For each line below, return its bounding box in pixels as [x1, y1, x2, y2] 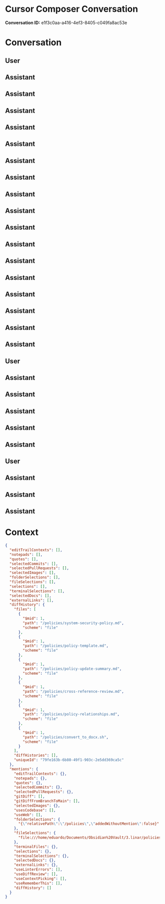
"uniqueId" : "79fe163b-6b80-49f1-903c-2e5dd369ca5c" [14, 758, 124, 763]
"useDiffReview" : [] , [14, 872, 58, 877]
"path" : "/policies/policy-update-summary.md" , [23, 666, 122, 671]
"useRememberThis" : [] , [14, 880, 63, 886]
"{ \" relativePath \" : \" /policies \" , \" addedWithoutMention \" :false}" [18, 822, 160, 826]
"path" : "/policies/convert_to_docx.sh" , [23, 735, 109, 740]
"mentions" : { [9, 767, 38, 771]
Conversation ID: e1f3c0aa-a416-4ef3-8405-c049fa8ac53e [5, 20, 128, 26]
